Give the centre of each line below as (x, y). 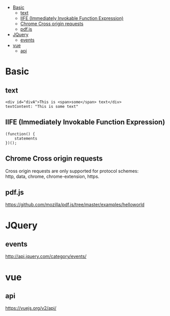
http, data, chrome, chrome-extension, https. (52, 176)
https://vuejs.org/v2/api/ (31, 308)
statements (26, 138)
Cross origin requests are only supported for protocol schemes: (72, 171)
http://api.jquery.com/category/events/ (46, 256)
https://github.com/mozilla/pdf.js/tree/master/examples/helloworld (75, 205)
